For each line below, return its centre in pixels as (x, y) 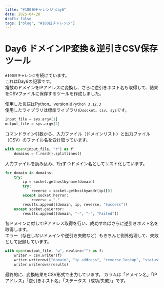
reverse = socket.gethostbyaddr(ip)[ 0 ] (72, 191)
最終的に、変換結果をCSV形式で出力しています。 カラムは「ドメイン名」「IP (81, 274)
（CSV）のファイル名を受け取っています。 (48, 140)
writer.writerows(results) (41, 265)
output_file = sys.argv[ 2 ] (32, 124)
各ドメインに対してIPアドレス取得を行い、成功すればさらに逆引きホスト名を (82, 223)
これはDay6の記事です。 (29, 81)
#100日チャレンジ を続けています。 (37, 76)
